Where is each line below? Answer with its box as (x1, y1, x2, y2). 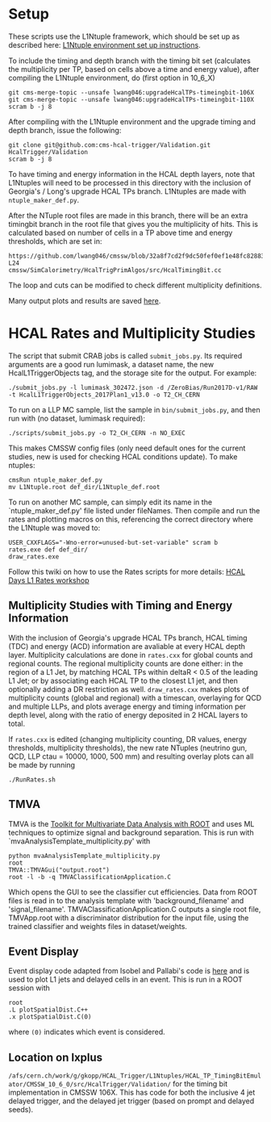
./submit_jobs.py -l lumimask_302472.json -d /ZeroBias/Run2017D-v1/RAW (8, 383, 258, 391)
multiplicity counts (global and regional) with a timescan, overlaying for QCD (8, 693, 262, 702)
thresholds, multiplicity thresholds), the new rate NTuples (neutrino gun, (8, 743, 248, 752)
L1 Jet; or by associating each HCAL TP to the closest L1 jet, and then (8, 676, 238, 685)
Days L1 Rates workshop (8, 575, 90, 585)
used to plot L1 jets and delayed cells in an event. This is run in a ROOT (8, 974, 244, 985)
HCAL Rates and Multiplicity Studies (8, 324, 256, 343)
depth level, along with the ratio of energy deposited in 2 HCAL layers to (8, 710, 248, 719)
